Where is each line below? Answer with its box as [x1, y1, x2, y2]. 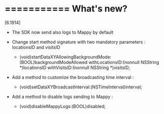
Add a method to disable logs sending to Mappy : [11, 93, 113, 99]
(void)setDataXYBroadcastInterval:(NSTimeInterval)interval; [19, 83, 143, 90]
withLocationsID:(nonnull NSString [88, 59, 160, 65]
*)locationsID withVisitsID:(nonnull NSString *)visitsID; [19, 64, 130, 70]
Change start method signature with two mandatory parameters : [11, 38, 146, 45]
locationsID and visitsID [11, 44, 60, 50]
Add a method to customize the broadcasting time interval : [11, 74, 134, 80]
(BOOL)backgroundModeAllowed [19, 59, 88, 65]
